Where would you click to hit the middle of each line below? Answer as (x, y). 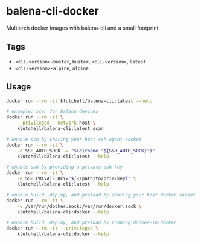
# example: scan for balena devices (52, 112)
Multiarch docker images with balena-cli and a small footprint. (83, 28)
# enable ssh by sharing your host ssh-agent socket (74, 139)
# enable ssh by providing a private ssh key (64, 167)
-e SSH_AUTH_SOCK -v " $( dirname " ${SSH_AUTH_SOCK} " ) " (86, 151)
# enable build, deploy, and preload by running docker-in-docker (91, 223)
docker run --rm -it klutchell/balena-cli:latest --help (79, 101)
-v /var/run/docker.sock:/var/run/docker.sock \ (79, 206)
